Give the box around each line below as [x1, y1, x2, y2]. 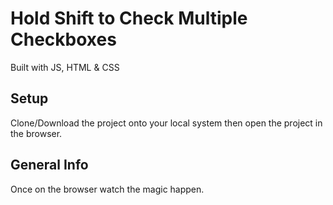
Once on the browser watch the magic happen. [10, 183, 205, 195]
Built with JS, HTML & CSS [10, 61, 120, 73]
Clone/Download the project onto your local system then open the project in [10, 117, 323, 129]
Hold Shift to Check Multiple [10, 7, 248, 30]
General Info [10, 157, 89, 174]
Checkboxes [10, 28, 117, 51]
